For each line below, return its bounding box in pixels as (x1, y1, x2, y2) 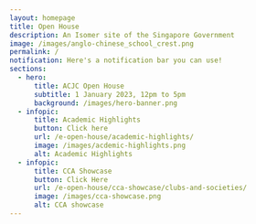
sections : (9, 65, 48, 74)
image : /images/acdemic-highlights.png (33, 141, 186, 150)
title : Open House (9, 22, 80, 31)
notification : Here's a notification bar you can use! (9, 56, 223, 65)
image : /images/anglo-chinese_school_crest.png (9, 38, 195, 48)
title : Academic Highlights (33, 115, 142, 124)
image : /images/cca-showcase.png (33, 192, 162, 201)
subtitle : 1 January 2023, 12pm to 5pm (33, 90, 186, 99)
